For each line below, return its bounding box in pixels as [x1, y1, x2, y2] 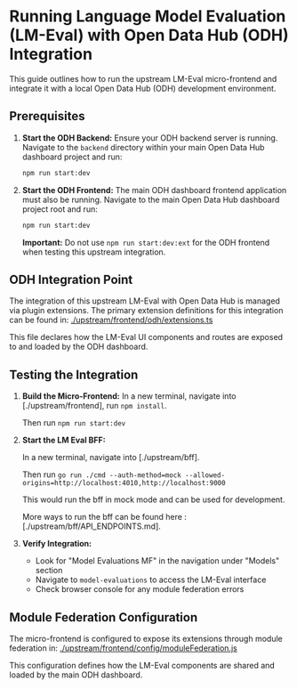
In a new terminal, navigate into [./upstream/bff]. [21, 452, 200, 463]
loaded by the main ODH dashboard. [9, 669, 143, 680]
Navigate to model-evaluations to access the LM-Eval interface [35, 574, 267, 585]
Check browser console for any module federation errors [35, 584, 245, 595]
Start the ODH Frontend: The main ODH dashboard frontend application [21, 184, 287, 195]
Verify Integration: [21, 539, 92, 549]
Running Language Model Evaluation [9, 6, 286, 27]
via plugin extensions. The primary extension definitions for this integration [9, 305, 284, 316]
